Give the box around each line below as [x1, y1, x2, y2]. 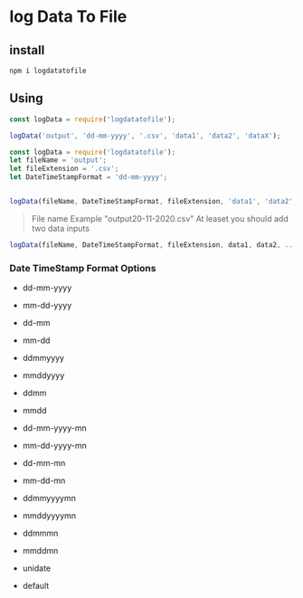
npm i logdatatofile [9, 66, 88, 75]
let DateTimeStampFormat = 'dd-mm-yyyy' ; [9, 173, 168, 182]
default [22, 581, 50, 592]
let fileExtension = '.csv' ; [9, 165, 119, 174]
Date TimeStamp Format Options [9, 261, 156, 274]
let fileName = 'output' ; [9, 156, 107, 165]
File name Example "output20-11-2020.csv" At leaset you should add [31, 213, 289, 223]
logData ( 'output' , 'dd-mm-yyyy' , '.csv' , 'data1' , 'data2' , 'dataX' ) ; [9, 131, 281, 140]
